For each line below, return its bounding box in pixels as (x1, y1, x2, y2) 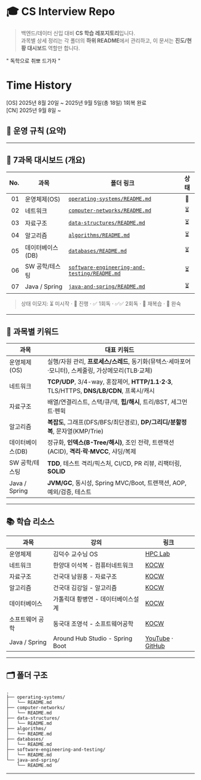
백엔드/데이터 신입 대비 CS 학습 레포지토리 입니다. (20, 29, 136, 37)
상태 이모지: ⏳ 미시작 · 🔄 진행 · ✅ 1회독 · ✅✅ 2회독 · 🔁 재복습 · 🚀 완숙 (20, 300, 181, 307)
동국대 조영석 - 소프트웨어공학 (53, 620, 133, 628)
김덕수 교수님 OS (53, 550, 98, 558)
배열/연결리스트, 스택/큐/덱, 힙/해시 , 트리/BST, (47, 398, 169, 406)
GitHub (145, 642, 165, 650)
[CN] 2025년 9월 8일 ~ (6, 106, 62, 114)
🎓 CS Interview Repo (6, 5, 115, 19)
